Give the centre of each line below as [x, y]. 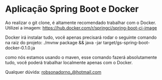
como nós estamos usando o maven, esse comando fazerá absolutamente [81, 57]
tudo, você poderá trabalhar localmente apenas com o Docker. [69, 62]
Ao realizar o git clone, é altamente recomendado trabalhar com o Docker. [81, 23]
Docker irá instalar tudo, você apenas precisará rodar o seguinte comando [81, 37]
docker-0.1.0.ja [20, 48]
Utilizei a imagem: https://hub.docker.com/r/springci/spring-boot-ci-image [81, 27]
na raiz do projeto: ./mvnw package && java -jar [54, 42]
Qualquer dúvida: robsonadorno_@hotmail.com [53, 72]
